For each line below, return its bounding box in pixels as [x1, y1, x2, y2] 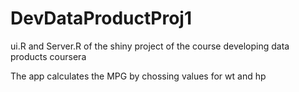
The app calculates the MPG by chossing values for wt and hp [10, 70, 267, 82]
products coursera [10, 50, 87, 62]
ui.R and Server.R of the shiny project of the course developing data [10, 40, 290, 52]
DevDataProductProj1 [10, 7, 192, 30]
